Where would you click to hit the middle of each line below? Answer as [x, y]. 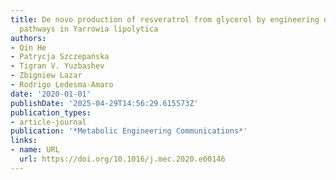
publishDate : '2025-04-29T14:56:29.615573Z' [104, 103]
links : [24, 141]
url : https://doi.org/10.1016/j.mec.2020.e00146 [122, 159]
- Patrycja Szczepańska [60, 57]
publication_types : [51, 112]
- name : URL [35, 150]
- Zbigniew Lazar [46, 76]
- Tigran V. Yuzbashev [57, 66]
